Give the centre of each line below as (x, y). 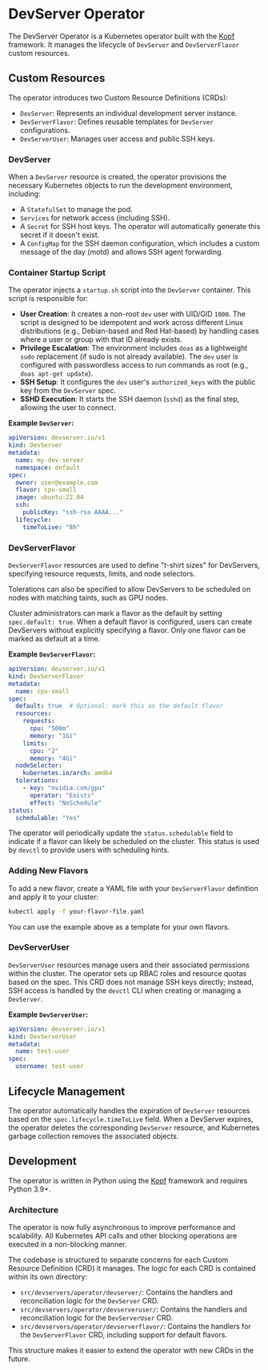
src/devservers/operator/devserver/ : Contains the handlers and (126, 1292)
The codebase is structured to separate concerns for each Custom (118, 1260)
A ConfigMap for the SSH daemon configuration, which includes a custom (140, 243)
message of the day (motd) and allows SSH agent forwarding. (122, 252)
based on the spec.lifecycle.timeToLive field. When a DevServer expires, (131, 1119)
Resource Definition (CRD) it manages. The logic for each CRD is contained (132, 1268)
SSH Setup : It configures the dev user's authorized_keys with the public (138, 382)
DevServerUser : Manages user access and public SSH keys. (117, 139)
